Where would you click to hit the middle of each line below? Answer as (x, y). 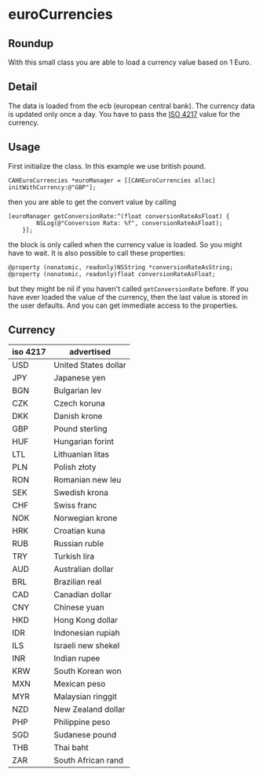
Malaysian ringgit (86, 697)
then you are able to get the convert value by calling (92, 202)
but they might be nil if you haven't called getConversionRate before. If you (128, 289)
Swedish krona (81, 493)
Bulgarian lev (78, 391)
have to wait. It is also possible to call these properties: (97, 253)
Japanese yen (80, 378)
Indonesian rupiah (87, 633)
